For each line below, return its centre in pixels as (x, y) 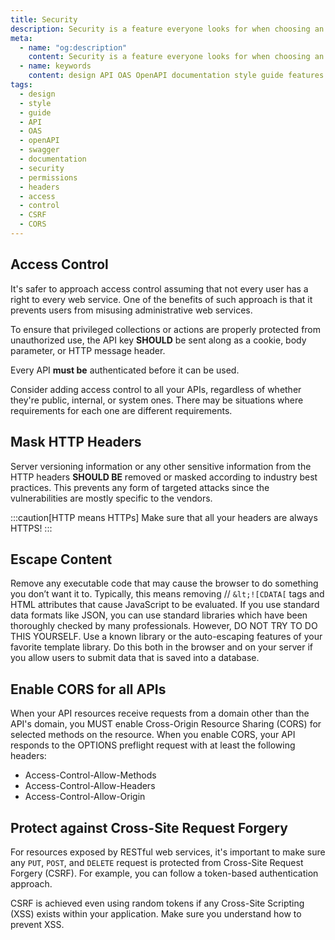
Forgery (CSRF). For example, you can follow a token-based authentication (164, 873)
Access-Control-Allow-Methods (90, 775)
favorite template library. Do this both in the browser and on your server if (161, 647)
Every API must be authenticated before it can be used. (125, 370)
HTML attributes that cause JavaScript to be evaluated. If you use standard (165, 605)
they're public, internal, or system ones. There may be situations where (157, 400)
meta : (21, 38)
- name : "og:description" (73, 47)
